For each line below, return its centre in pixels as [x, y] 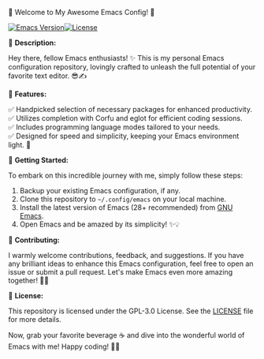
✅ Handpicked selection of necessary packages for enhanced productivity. [130, 109]
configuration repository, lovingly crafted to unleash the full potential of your [132, 67]
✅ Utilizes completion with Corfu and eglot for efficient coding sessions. [125, 118]
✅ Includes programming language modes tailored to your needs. [114, 127]
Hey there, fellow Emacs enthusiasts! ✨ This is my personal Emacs [116, 58]
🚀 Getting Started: [39, 160]
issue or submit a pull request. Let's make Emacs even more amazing [121, 272]
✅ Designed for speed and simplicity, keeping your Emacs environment [124, 136]
